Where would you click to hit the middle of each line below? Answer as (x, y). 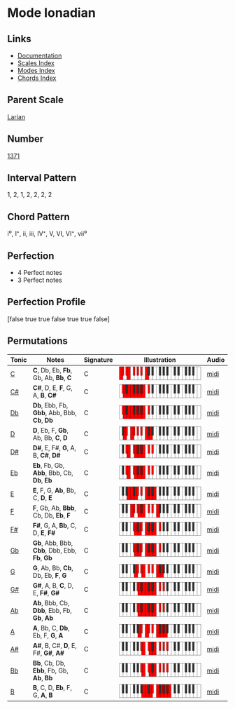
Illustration (160, 360)
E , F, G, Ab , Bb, (54, 490)
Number (26, 139)
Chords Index (37, 78)
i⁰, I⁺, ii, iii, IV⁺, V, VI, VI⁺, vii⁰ (47, 234)
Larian (16, 116)
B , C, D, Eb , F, (52, 688)
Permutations (37, 341)
